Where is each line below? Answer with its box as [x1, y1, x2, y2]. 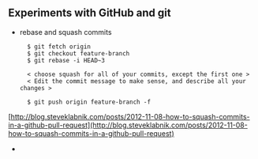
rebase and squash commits [19, 27, 112, 36]
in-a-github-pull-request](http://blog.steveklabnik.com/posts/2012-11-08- [8, 120, 249, 130]
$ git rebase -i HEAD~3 [27, 56, 105, 64]
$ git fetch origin [27, 43, 91, 51]
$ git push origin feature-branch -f [27, 98, 151, 106]
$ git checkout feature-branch [27, 49, 130, 58]
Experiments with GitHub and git [8, 6, 171, 20]
